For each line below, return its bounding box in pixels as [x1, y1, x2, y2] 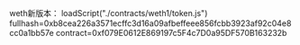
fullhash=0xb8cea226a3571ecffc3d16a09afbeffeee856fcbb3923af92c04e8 [9, 18, 292, 29]
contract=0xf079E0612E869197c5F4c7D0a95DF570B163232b [55, 28, 287, 38]
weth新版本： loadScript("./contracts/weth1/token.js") [9, 8, 208, 18]
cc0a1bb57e [9, 28, 54, 38]
